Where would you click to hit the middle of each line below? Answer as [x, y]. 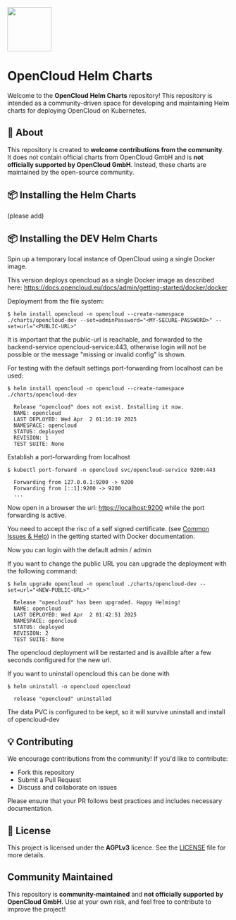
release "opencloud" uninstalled [63, 699]
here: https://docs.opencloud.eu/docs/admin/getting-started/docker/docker [117, 287]
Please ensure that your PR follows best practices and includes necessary [115, 801]
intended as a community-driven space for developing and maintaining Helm [118, 103]
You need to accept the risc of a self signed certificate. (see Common [108, 529]
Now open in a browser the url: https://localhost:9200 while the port [106, 508]
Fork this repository [46, 772]
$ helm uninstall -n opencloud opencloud [69, 687]
